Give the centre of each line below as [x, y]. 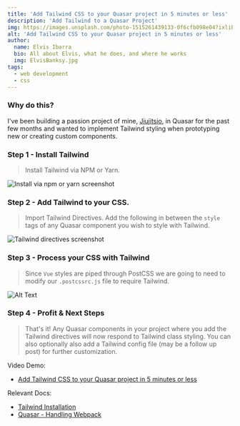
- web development [41, 73]
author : [19, 41]
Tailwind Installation [47, 407]
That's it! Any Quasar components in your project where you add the [126, 328]
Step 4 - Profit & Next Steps [56, 313]
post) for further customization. [71, 351]
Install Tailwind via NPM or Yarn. [72, 170]
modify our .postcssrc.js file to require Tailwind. [97, 281]
